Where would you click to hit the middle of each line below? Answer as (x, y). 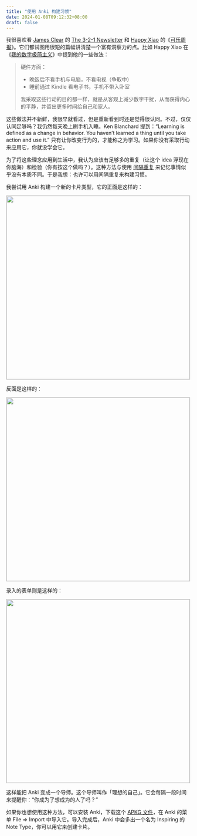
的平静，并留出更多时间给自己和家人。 (67, 107)
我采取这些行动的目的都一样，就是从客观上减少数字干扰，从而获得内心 (105, 99)
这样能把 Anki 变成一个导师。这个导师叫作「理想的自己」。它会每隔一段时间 (96, 793)
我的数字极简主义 (32, 55)
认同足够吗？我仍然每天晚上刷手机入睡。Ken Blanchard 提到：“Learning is (95, 126)
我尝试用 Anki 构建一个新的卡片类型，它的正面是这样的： (74, 187)
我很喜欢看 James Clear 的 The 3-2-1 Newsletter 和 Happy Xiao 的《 (89, 40)
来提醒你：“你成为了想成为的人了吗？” (52, 800)
